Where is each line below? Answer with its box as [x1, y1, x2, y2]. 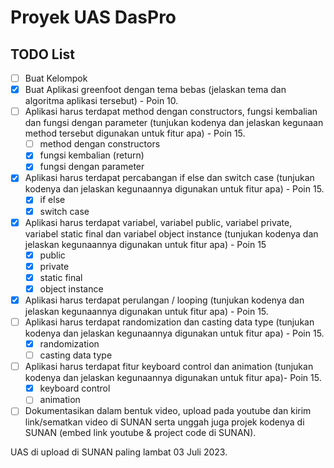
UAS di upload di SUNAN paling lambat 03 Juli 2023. [10, 446, 228, 458]
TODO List [10, 46, 75, 63]
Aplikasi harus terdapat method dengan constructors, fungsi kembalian [24, 106, 318, 118]
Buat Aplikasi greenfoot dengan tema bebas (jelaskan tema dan [24, 84, 287, 96]
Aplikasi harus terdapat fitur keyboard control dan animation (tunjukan [24, 361, 314, 373]
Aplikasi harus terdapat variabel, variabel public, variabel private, [24, 216, 293, 228]
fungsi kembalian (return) [39, 149, 145, 161]
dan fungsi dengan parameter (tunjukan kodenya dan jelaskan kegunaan [24, 117, 324, 129]
